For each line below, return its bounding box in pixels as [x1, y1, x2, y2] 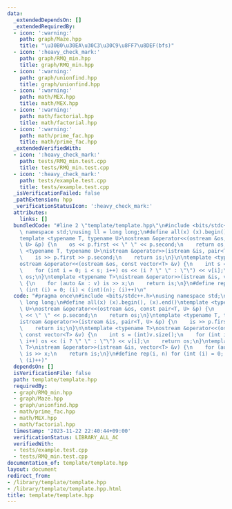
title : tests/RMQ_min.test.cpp [19, 164, 110, 171]
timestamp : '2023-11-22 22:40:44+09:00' [13, 428, 131, 434]
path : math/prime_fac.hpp [19, 132, 95, 139]
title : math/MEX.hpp [19, 100, 79, 107]
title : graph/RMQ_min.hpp [19, 61, 95, 68]
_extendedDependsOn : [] [13, 17, 81, 23]
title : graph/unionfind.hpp [19, 81, 100, 88]
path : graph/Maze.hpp [19, 36, 81, 43]
